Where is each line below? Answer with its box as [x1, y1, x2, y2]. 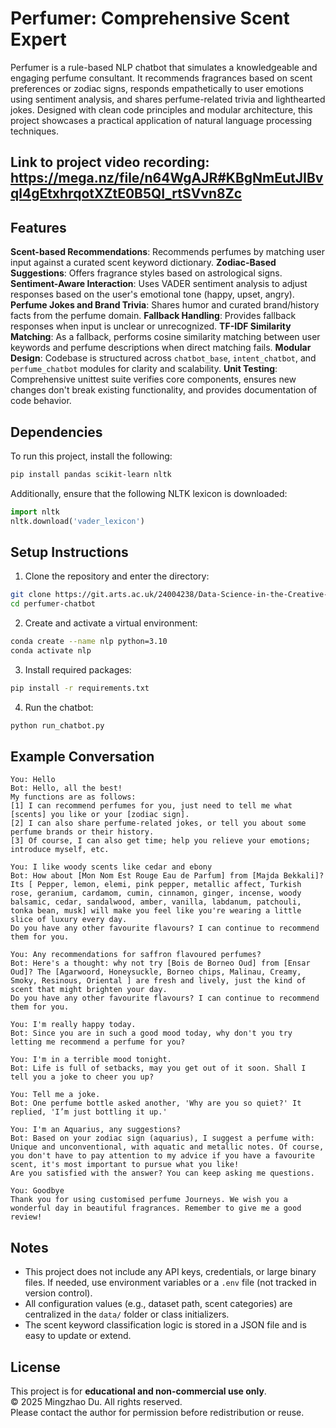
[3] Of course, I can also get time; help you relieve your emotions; [10, 836, 311, 846]
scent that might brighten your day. [10, 985, 168, 995]
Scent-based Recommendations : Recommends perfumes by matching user [10, 246, 326, 258]
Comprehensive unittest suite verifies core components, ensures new [10, 373, 297, 386]
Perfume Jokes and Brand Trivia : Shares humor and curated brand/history [10, 299, 320, 311]
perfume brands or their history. [10, 827, 155, 837]
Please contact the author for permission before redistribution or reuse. [10, 1407, 305, 1419]
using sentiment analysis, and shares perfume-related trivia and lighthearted [10, 93, 326, 105]
